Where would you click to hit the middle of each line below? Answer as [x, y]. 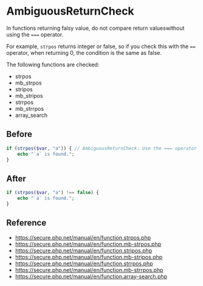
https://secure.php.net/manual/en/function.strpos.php [83, 237]
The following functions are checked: [53, 65]
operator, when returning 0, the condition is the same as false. [84, 52]
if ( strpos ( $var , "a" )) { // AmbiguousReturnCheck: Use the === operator [102, 148]
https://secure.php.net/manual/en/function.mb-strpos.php [88, 244]
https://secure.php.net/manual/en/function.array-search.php [91, 276]
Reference [26, 223]
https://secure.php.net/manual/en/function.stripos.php [84, 250]
